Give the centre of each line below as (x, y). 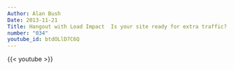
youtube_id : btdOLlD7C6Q (43, 40)
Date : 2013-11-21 (33, 20)
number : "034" (28, 33)
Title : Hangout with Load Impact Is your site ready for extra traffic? (117, 26)
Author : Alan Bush (34, 14)
